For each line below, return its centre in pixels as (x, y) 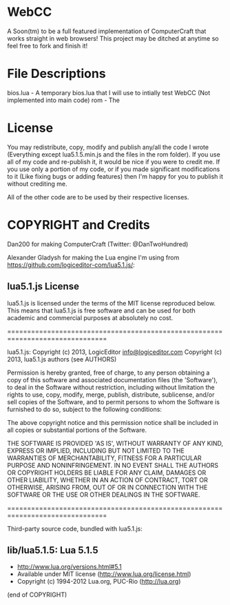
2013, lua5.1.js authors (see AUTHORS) (62, 359)
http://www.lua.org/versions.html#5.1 (69, 567)
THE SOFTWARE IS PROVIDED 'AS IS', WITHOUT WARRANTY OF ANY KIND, (115, 443)
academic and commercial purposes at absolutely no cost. (90, 317)
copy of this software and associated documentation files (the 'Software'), (113, 379)
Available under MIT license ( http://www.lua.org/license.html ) (104, 574)
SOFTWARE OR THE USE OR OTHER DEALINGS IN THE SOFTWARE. (104, 495)
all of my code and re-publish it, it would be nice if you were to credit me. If (114, 161)
